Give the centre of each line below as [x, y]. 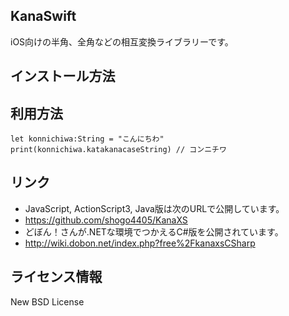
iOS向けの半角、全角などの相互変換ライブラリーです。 [122, 41]
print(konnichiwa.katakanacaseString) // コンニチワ [118, 150]
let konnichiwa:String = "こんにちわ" [87, 139]
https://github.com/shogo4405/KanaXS [106, 220]
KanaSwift [43, 16]
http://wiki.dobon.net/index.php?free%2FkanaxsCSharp [140, 243]
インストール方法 [63, 76]
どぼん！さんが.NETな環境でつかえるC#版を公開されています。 [154, 231]
